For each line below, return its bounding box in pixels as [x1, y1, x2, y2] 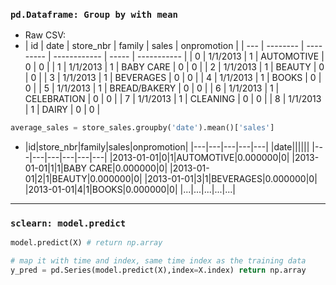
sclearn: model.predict [10, 218, 127, 229]
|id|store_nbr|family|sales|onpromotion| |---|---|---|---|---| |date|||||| [24, 141, 310, 153]
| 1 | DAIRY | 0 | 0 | [24, 104, 101, 116]
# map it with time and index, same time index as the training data [10, 256, 307, 266]
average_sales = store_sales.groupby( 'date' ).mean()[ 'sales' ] [10, 123, 275, 133]
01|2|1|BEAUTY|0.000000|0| [24, 173, 143, 185]
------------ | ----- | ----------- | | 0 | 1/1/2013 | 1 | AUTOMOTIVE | [53, 50, 325, 63]
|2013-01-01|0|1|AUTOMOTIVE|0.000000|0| [109, 152, 290, 164]
